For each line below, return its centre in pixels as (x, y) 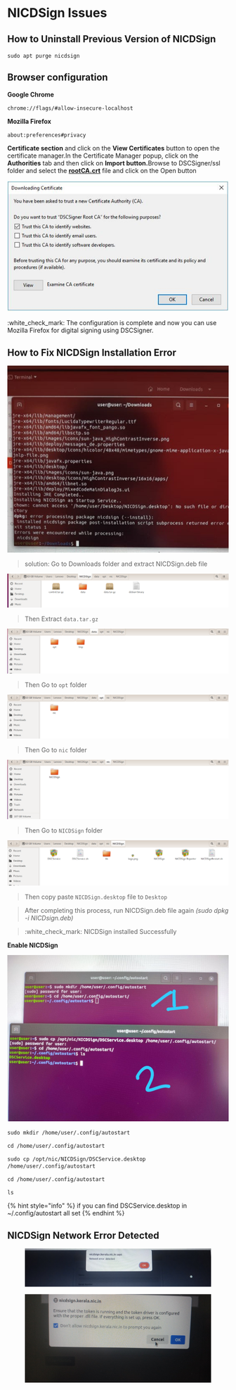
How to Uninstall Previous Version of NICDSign (112, 39)
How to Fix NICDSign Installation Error (92, 352)
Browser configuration (58, 78)
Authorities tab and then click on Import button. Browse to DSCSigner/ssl (114, 163)
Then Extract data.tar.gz (61, 619)
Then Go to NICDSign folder (64, 830)
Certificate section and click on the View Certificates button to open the (113, 148)
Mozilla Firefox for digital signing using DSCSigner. (80, 330)
